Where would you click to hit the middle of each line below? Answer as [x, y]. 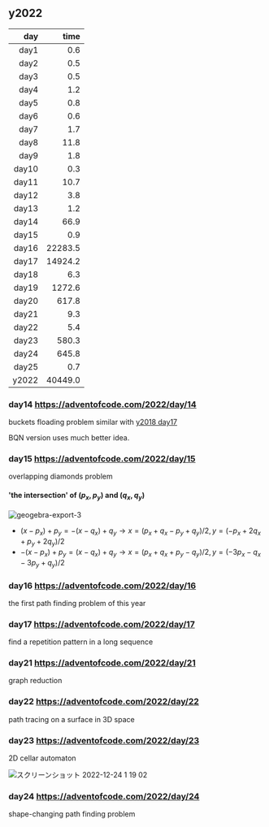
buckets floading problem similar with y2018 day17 [93, 422]
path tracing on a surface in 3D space [72, 719]
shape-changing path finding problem [72, 814]
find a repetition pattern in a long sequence [81, 642]
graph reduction [35, 681]
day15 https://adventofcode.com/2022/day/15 [102, 459]
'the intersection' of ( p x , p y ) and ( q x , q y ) [77, 496]
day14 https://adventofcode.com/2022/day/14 [102, 404]
